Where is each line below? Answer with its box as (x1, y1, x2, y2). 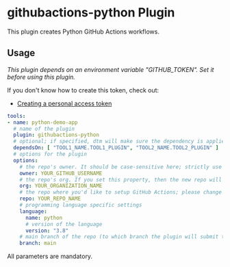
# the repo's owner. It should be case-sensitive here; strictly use (19, 163, 222, 170)
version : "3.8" (25, 227, 69, 234)
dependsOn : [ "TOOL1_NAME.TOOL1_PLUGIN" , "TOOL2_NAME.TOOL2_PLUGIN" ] (13, 144, 219, 151)
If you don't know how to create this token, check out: (7, 86, 159, 94)
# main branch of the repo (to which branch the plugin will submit (19, 233, 219, 240)
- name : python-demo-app (7, 118, 78, 126)
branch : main (19, 240, 57, 247)
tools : (7, 112, 26, 119)
